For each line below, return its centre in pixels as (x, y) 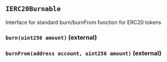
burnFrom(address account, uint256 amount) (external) (83, 53)
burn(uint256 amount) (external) (51, 37)
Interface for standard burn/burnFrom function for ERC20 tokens (83, 22)
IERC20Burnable (33, 9)
